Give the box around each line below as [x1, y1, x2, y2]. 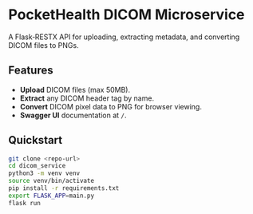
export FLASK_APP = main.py [8, 192, 94, 200]
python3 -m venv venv [8, 169, 81, 177]
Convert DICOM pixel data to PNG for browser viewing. [19, 101, 202, 111]
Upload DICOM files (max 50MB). [19, 85, 131, 94]
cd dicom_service [8, 162, 66, 170]
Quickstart [8, 133, 63, 147]
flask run [8, 199, 42, 207]
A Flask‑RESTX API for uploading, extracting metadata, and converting [8, 32, 240, 42]
